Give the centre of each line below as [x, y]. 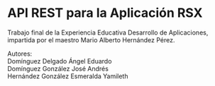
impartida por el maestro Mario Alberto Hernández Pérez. [91, 39]
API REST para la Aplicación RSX [105, 13]
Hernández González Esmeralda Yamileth [68, 76]
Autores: [20, 54]
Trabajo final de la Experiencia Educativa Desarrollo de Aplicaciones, [108, 32]
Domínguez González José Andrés [58, 68]
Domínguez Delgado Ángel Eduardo [60, 61]
